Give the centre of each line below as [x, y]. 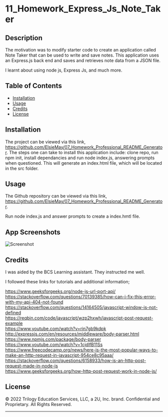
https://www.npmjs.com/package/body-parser [53, 339]
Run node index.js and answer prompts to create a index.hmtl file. [73, 216]
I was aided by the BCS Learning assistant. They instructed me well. [75, 272]
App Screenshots [33, 232]
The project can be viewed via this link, [45, 142]
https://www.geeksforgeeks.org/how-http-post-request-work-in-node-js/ [81, 371]
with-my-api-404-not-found [34, 302]
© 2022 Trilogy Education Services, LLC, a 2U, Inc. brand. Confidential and [82, 399]
